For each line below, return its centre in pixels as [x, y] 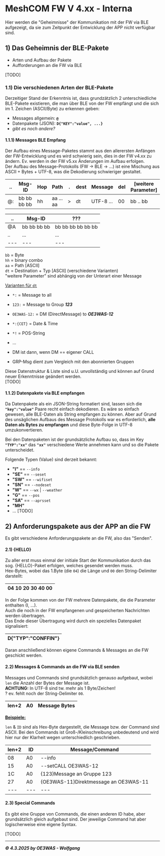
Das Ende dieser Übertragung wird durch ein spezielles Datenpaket [73, 621]
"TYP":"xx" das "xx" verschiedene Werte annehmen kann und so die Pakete [82, 445]
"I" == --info [26, 469]
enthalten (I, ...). [21, 605]
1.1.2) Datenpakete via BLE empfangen [45, 393]
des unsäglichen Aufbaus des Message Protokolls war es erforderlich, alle [80, 420]
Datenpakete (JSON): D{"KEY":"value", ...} [57, 123]
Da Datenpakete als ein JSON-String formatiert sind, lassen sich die [74, 404]
